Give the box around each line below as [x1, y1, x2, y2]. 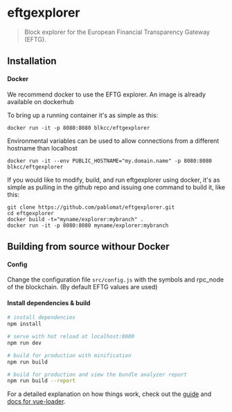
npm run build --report [7, 377, 76, 384]
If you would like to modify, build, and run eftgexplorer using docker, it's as [7, 175, 220, 184]
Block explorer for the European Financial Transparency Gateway [24, 28, 210, 36]
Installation [7, 55, 57, 67]
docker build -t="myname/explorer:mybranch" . [7, 216, 144, 223]
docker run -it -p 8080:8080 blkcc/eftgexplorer [7, 124, 150, 131]
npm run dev [7, 339, 42, 346]
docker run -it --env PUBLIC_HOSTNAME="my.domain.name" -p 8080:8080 [7, 157, 213, 164]
